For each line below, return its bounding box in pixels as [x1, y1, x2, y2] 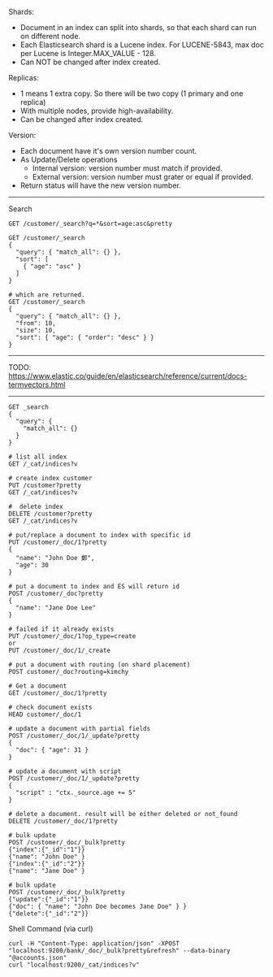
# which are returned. [8, 291, 85, 299]
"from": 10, [15, 319, 57, 328]
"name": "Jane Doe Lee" [15, 604, 96, 612]
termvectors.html [8, 380, 66, 389]
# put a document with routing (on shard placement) [8, 661, 191, 669]
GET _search [8, 403, 49, 411]
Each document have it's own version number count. [19, 146, 197, 155]
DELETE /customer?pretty [8, 510, 93, 518]
